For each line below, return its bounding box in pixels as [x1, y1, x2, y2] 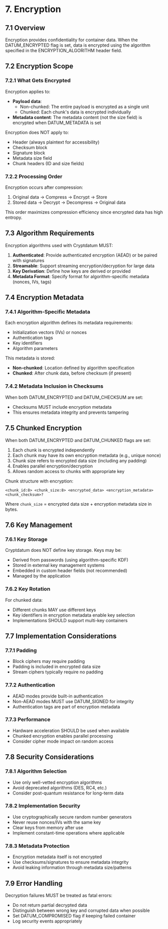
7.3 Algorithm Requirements [5, 229, 95, 238]
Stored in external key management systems [12, 562, 105, 568]
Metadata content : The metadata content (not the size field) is [12, 114, 142, 120]
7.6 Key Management [5, 521, 73, 529]
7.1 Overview [5, 24, 45, 32]
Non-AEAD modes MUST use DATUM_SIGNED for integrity [12, 698, 134, 704]
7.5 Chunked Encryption [5, 424, 82, 432]
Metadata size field [12, 155, 53, 161]
